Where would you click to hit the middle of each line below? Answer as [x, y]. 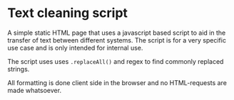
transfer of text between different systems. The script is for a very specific [117, 40]
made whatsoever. [35, 90]
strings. [19, 69]
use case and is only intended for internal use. [75, 48]
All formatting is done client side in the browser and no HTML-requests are [117, 82]
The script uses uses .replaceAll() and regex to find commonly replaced [116, 61]
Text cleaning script [68, 13]
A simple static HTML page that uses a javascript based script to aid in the [117, 33]
